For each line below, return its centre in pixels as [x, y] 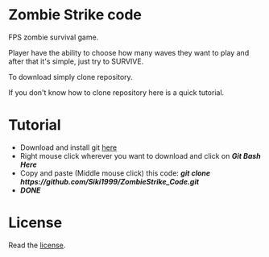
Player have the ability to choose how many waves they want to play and [129, 52]
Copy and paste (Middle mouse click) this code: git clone [115, 173]
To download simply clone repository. [70, 77]
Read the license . [37, 245]
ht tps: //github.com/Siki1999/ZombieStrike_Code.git [110, 181]
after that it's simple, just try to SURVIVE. [76, 61]
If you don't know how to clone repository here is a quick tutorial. [116, 92]
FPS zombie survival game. [54, 37]
